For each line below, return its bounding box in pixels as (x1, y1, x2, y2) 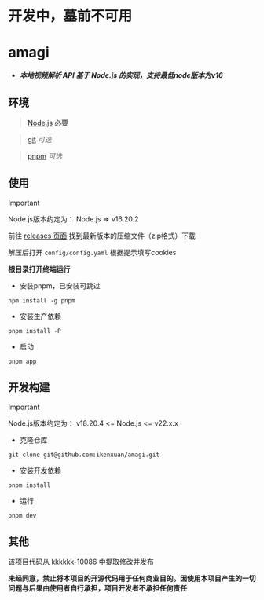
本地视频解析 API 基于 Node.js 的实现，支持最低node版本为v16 (19, 71, 224, 80)
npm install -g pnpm (8, 296, 76, 305)
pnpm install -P (8, 327, 61, 335)
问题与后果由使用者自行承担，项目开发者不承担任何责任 (8, 584, 187, 593)
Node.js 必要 (27, 118, 69, 127)
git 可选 (27, 134, 53, 144)
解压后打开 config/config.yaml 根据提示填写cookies (8, 247, 177, 257)
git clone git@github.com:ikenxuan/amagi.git (8, 451, 159, 459)
